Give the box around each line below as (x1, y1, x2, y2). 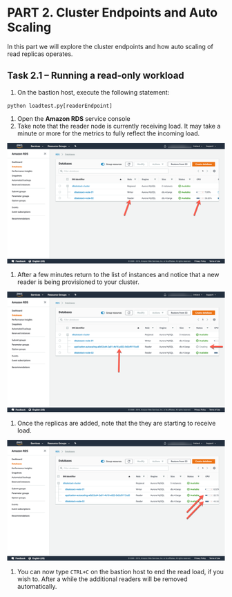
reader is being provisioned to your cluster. (17, 278, 140, 286)
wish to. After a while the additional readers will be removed (17, 575, 188, 583)
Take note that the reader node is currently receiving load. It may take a (17, 122, 221, 130)
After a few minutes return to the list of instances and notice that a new (17, 270, 220, 278)
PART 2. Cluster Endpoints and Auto (7, 5, 218, 21)
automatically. (17, 582, 57, 590)
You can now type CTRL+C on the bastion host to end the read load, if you (17, 567, 224, 576)
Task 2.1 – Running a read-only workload (7, 70, 184, 82)
